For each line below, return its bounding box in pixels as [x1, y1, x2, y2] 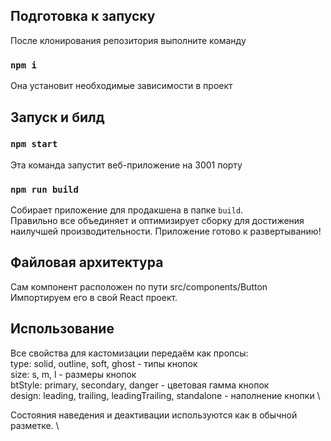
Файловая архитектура [10, 254, 164, 271]
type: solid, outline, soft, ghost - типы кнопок [10, 357, 198, 369]
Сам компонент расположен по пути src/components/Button [10, 280, 268, 293]
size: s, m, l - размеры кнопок [10, 368, 137, 380]
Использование [10, 320, 115, 338]
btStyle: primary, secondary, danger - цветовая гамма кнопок [10, 379, 270, 391]
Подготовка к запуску [10, 8, 156, 25]
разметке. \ [10, 419, 60, 431]
